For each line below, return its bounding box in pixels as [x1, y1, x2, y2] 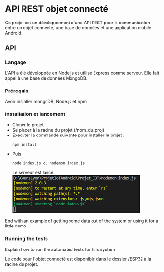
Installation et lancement [5, 111, 66, 117]
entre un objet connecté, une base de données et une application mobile [5, 24, 152, 30]
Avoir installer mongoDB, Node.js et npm [5, 98, 87, 104]
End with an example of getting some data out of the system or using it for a [5, 218, 158, 224]
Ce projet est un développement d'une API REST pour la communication [5, 20, 150, 25]
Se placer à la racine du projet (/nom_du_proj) [12, 127, 105, 133]
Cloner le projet [12, 122, 44, 128]
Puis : [12, 151, 23, 157]
